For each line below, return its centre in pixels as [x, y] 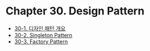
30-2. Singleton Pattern [43, 35]
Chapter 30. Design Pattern [75, 11]
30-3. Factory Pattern [41, 41]
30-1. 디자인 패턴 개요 [40, 28]
